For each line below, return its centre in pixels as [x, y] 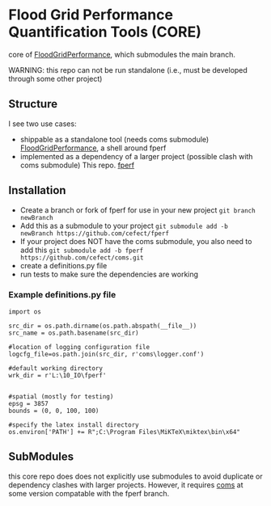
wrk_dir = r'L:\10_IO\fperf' [57, 375]
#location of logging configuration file [79, 347]
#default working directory [56, 368]
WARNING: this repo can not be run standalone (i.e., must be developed [128, 70]
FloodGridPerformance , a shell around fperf [93, 148]
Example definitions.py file [62, 295]
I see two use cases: [42, 124]
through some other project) [55, 78]
